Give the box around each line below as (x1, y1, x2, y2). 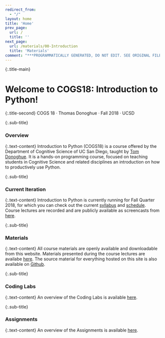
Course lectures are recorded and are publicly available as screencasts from (5, 207, 160, 213)
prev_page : (5, 26, 27, 30)
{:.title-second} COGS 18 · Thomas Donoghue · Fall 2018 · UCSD (5, 110, 135, 116)
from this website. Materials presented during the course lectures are (5, 251, 145, 257)
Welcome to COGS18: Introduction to (5, 84, 158, 95)
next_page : (5, 39, 27, 44)
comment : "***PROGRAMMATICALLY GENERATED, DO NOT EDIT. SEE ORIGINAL (5, 53, 151, 58)
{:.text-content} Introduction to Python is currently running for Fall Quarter (5, 197, 155, 203)
